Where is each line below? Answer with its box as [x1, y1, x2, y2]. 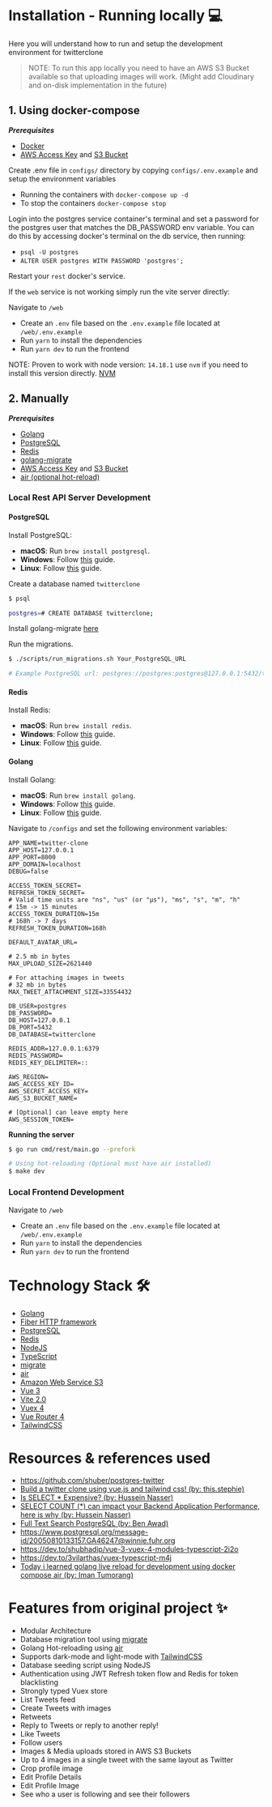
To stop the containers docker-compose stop [19, 198, 167, 207]
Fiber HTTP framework [19, 1317, 97, 1327]
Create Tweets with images [19, 1703, 112, 1713]
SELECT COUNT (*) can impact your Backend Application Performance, [19, 1502, 261, 1511]
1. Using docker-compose [8, 104, 140, 117]
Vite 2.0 [19, 1395, 47, 1404]
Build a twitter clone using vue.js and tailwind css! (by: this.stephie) [19, 1484, 244, 1494]
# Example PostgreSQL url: [8, 670, 100, 678]
